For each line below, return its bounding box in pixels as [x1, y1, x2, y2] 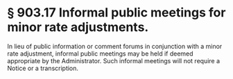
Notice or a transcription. [7, 64, 78, 72]
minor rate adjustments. [7, 19, 149, 35]
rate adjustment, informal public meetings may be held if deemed [7, 49, 193, 58]
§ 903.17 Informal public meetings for [7, 5, 226, 21]
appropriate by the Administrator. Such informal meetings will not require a [7, 56, 221, 65]
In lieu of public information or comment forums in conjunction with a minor [7, 42, 223, 50]
